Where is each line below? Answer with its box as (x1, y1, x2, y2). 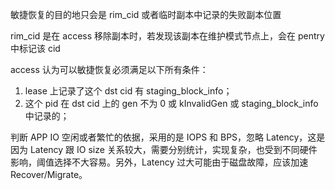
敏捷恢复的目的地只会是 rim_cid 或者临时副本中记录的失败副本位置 (10, 9, 282, 20)
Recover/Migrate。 (10, 169, 88, 180)
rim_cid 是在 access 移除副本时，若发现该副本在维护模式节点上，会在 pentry (10, 30, 325, 42)
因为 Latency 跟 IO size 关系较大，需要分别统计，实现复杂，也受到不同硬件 (10, 144, 318, 155)
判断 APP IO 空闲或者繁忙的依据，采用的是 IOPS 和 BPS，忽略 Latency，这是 (10, 131, 326, 143)
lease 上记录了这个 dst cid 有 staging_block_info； (24, 85, 233, 97)
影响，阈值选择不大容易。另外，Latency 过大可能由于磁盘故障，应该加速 (10, 156, 309, 168)
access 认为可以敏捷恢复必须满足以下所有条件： (10, 64, 209, 75)
